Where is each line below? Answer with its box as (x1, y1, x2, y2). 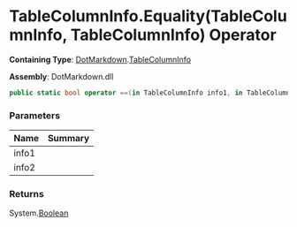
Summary (47, 132, 90, 145)
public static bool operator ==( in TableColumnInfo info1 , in (9, 88, 243, 97)
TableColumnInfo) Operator (70, 25, 277, 45)
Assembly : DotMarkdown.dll (9, 71, 114, 81)
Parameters (9, 109, 60, 121)
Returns (9, 188, 44, 201)
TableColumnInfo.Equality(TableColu (9, 6, 287, 26)
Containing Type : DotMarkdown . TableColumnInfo (9, 54, 192, 64)
